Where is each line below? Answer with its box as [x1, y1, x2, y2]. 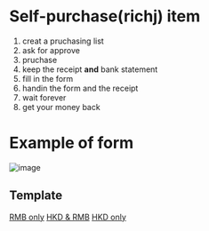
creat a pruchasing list [21, 36, 104, 46]
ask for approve [21, 44, 80, 55]
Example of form [9, 133, 134, 153]
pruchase [21, 54, 58, 65]
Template [9, 188, 63, 203]
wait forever [21, 92, 67, 103]
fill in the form [21, 73, 74, 84]
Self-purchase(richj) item [9, 6, 201, 27]
